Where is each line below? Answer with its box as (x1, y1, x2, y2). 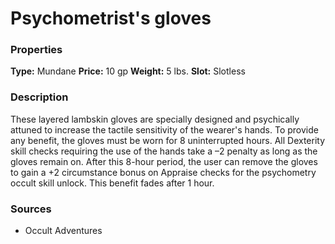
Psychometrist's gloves (10, 7, 212, 30)
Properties (10, 43, 63, 57)
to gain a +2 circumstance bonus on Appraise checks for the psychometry (10, 166, 317, 178)
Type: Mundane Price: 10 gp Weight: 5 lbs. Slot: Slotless (10, 65, 246, 77)
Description (10, 90, 69, 104)
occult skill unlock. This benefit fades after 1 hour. (10, 177, 215, 189)
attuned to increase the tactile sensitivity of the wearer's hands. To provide (10, 123, 319, 136)
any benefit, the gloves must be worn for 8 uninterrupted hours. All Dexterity (10, 134, 326, 146)
